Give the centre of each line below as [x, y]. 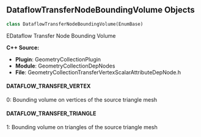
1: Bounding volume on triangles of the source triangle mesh [82, 127]
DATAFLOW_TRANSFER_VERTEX [49, 86]
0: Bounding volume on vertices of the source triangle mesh [82, 99]
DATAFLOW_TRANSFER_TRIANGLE [51, 114]
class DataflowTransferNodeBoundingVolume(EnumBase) [75, 24]
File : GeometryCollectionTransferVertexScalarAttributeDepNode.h [98, 72]
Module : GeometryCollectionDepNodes [65, 66]
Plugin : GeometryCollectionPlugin [58, 59]
